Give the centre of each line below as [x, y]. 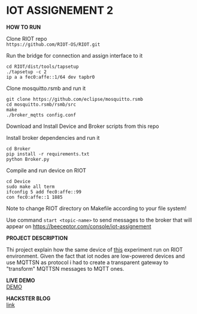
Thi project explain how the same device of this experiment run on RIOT [95, 249]
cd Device [19, 181]
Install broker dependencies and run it [53, 137]
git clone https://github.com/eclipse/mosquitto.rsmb [75, 99]
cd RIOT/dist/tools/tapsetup [43, 67]
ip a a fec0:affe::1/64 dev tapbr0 [51, 77]
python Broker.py [28, 159]
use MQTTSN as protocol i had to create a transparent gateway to [87, 262]
